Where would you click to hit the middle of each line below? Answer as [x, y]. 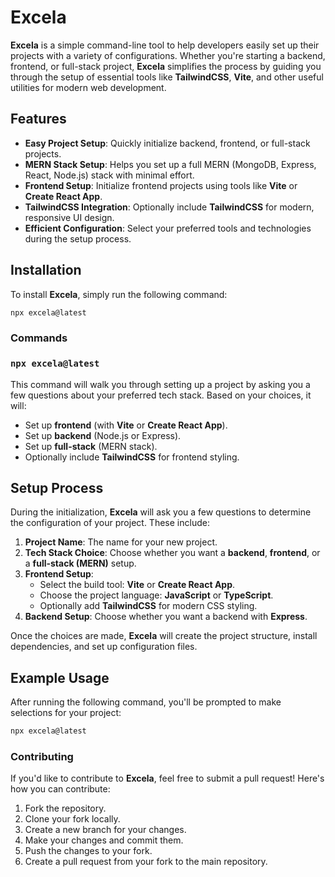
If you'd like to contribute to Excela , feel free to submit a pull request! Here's [167, 778]
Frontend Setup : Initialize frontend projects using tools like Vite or [161, 185]
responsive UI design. [69, 217]
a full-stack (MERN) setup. [80, 563]
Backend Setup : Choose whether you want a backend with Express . [166, 617]
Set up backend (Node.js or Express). [103, 435]
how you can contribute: [60, 789]
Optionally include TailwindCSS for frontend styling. [132, 457]
